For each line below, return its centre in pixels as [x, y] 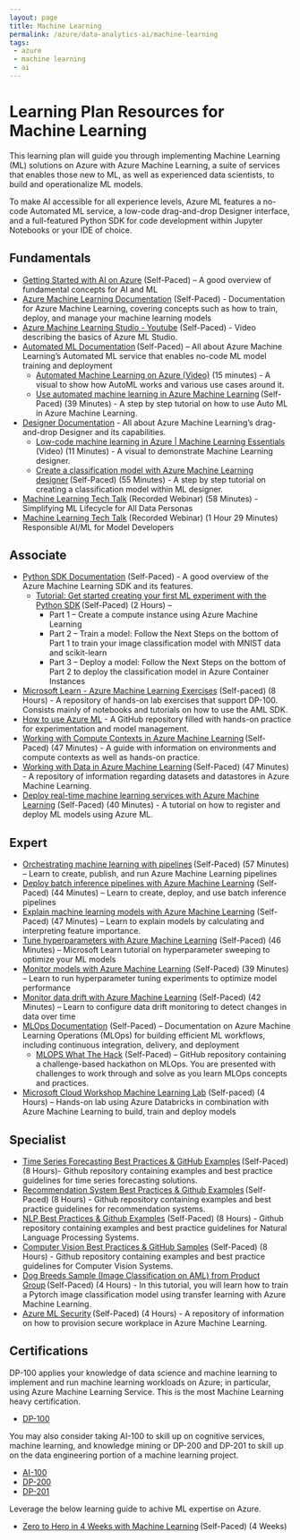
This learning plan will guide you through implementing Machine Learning [145, 155]
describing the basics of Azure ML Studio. [100, 337]
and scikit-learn [78, 653]
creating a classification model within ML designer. [129, 489]
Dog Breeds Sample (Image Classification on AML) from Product [141, 1276]
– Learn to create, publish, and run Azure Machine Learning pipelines [150, 874]
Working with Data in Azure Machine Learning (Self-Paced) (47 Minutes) [155, 767]
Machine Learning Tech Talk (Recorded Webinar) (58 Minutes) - [140, 499]
